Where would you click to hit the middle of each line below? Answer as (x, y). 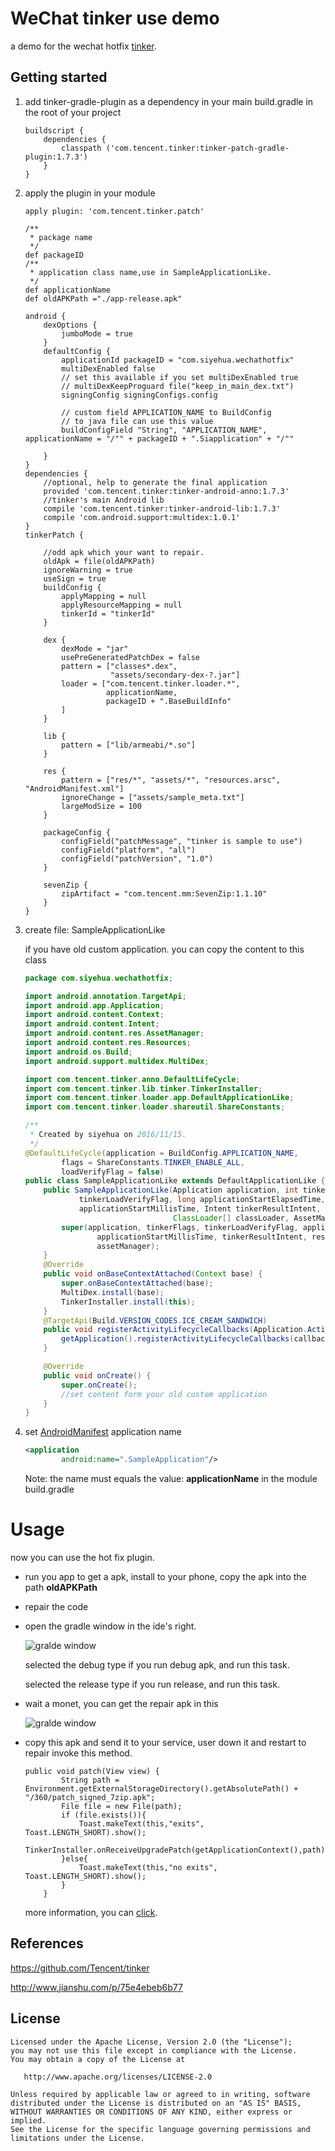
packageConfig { (77, 832)
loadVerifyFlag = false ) (113, 1172)
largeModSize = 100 (101, 806)
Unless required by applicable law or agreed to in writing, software (160, 2094)
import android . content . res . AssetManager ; (114, 1033)
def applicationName (67, 290)
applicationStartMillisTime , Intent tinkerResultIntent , (200, 1209)
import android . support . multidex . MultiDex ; (117, 1061)
